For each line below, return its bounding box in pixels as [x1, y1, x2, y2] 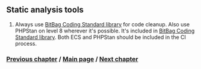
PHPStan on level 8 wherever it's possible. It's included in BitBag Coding [14, 27, 195, 34]
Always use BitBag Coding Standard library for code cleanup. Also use [14, 20, 190, 28]
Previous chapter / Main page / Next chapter [6, 55, 138, 63]
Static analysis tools [6, 5, 84, 15]
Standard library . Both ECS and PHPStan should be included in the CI [14, 33, 187, 41]
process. [14, 40, 37, 47]
